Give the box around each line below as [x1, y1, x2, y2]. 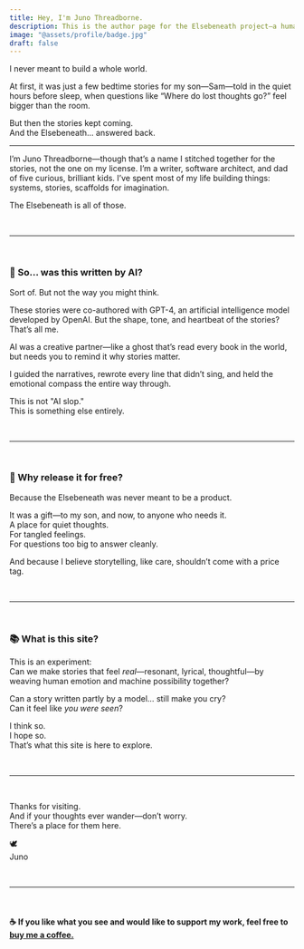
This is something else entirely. [9, 405, 125, 416]
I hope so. [9, 731, 47, 741]
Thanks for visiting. [9, 801, 81, 812]
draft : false [9, 38, 59, 48]
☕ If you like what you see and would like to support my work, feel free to [9, 916, 289, 927]
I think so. [9, 721, 46, 731]
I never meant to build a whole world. [9, 63, 147, 74]
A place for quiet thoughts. [9, 518, 109, 530]
